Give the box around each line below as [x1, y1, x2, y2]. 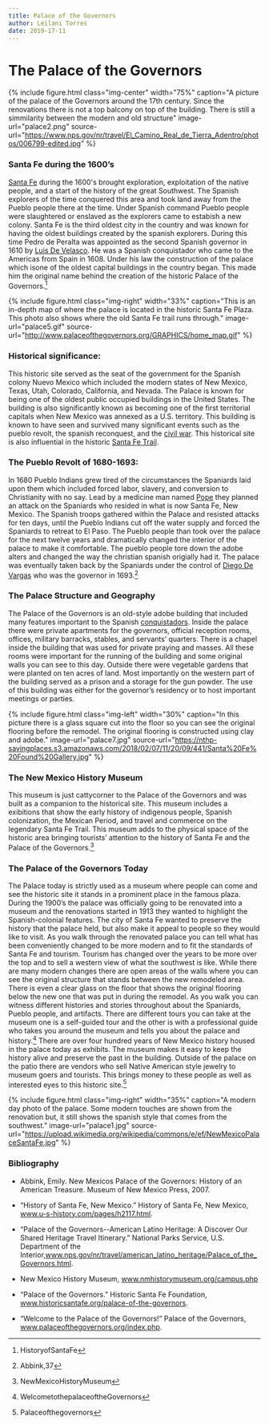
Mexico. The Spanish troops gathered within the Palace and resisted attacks [8, 509, 260, 518]
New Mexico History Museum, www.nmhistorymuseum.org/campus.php [19, 1273, 259, 1284]
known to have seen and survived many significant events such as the [8, 420, 240, 429]
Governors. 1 [8, 279, 48, 290]
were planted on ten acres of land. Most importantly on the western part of [8, 668, 255, 678]
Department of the [19, 1241, 82, 1251]
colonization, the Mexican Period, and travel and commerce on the [8, 816, 228, 826]
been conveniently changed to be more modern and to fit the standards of [8, 940, 253, 951]
